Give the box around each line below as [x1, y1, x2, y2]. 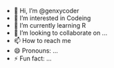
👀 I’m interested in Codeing [13, 14, 91, 22]
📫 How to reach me [13, 37, 71, 44]
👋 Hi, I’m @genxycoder [13, 7, 79, 15]
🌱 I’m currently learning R [13, 22, 86, 29]
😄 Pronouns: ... [13, 46, 59, 55]
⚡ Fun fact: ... [13, 54, 52, 62]
